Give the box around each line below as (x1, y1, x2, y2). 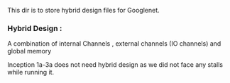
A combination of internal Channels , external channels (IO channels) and (7, 39, 221, 48)
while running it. (7, 68, 55, 77)
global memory (7, 47, 52, 56)
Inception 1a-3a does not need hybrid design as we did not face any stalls (7, 60, 224, 69)
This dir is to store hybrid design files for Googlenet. (7, 6, 160, 14)
